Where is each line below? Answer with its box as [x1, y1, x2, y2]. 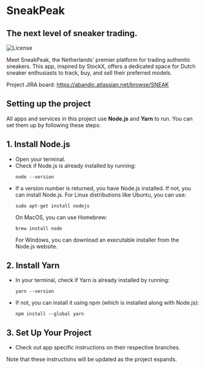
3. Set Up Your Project [6, 327, 92, 338]
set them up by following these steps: [6, 121, 101, 129]
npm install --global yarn [15, 311, 84, 317]
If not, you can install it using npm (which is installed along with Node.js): [15, 299, 199, 307]
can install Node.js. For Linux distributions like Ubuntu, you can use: [15, 191, 187, 198]
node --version [15, 174, 54, 180]
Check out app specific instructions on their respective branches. [15, 344, 181, 351]
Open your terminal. [15, 155, 66, 163]
